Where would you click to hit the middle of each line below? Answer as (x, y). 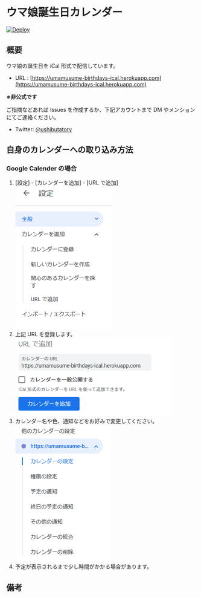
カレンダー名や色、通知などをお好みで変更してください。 (86, 421)
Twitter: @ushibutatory (43, 129)
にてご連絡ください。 (33, 117)
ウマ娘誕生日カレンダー (65, 12)
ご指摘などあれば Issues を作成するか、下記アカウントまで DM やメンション (101, 109)
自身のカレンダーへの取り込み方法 (70, 150)
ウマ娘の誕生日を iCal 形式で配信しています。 (62, 66)
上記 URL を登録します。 (45, 334)
